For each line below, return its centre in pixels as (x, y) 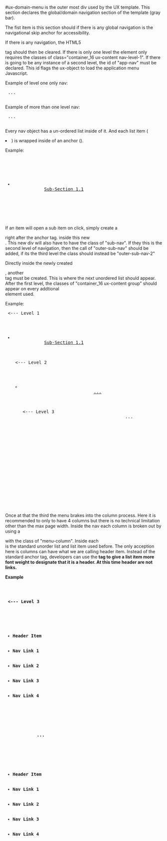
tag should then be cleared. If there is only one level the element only (76, 52)
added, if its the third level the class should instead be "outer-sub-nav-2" (80, 253)
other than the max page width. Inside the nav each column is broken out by (83, 526)
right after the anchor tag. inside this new (47, 237)
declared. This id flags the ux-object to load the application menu (72, 68)
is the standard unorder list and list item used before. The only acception (80, 546)
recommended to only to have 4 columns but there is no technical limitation (83, 521)
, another (14, 273)
